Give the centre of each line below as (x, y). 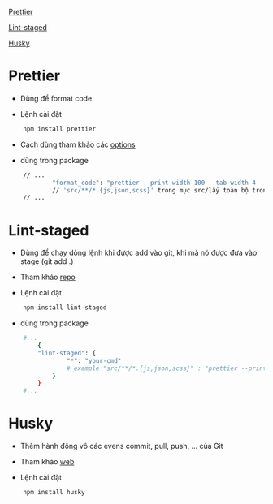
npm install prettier (59, 129)
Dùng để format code (56, 98)
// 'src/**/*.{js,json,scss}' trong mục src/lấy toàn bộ (150, 190)
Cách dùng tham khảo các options (78, 144)
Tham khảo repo (48, 277)
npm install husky (54, 493)
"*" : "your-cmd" (94, 360)
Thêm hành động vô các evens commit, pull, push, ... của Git (121, 446)
